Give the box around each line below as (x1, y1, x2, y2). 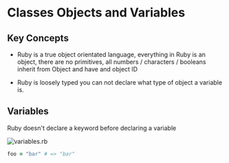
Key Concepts (7, 32, 69, 44)
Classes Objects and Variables (7, 5, 186, 21)
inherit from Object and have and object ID (17, 65, 138, 73)
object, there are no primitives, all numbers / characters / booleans (17, 58, 206, 66)
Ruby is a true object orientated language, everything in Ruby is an (17, 50, 206, 58)
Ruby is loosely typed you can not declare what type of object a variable (17, 78, 222, 87)
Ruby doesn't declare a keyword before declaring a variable (7, 124, 177, 132)
